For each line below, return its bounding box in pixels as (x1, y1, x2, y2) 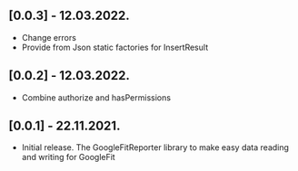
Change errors (21, 32, 76, 43)
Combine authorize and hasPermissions (21, 91, 172, 103)
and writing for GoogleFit (21, 152, 115, 163)
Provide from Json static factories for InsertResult (21, 42, 209, 52)
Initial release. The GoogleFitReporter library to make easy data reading (21, 142, 290, 153)
